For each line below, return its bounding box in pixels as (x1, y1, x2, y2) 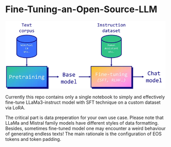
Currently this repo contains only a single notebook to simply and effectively (5, 94, 165, 100)
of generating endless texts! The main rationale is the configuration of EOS (5, 131, 162, 137)
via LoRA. (5, 105, 25, 111)
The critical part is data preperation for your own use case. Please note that (5, 114, 164, 121)
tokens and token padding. (5, 136, 62, 142)
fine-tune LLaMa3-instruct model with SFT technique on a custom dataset (5, 99, 161, 105)
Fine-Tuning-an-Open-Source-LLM (5, 4, 158, 15)
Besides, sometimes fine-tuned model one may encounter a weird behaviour (5, 126, 166, 132)
